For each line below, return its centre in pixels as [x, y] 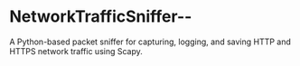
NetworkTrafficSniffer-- [101, 17]
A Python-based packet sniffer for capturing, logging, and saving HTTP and [150, 42]
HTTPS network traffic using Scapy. [76, 51]
